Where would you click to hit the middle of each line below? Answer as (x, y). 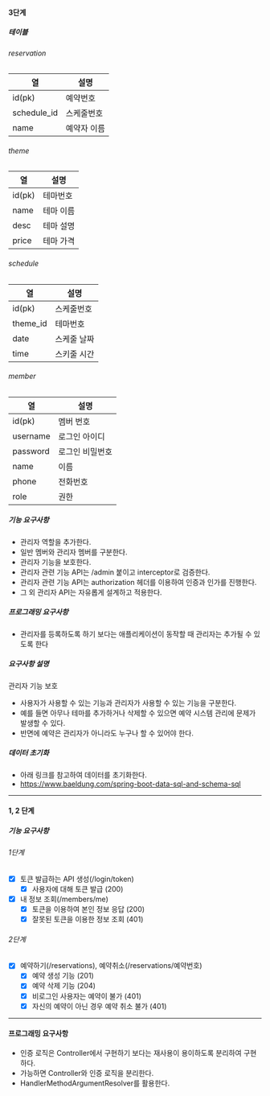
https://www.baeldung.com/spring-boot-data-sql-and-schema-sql (130, 784)
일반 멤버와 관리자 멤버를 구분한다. (74, 552)
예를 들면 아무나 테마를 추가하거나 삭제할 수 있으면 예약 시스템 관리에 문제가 (138, 713)
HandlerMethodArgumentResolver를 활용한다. (95, 1083)
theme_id (30, 323)
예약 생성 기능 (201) (63, 976)
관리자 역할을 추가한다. (55, 542)
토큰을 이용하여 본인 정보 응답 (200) (88, 909)
